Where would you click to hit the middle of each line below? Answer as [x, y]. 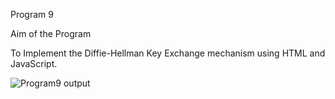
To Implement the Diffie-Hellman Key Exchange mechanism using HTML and [168, 53]
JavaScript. [34, 63]
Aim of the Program [51, 33]
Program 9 [32, 14]
